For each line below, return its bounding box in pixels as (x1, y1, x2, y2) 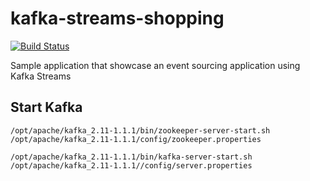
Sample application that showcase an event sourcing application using (10, 59, 301, 71)
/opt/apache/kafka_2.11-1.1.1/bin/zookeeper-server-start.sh (10, 125, 271, 136)
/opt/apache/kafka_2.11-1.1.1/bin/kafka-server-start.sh (10, 152, 253, 162)
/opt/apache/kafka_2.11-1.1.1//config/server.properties (10, 160, 253, 171)
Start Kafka (10, 99, 83, 116)
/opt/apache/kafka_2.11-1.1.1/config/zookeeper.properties (10, 134, 262, 144)
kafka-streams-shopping (10, 7, 225, 30)
